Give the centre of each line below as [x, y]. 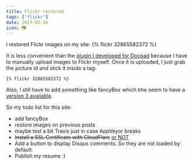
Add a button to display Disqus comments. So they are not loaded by [97, 143]
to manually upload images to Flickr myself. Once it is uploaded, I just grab [96, 62]
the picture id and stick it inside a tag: [51, 68]
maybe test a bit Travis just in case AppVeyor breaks [78, 131]
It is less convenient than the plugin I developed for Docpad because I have [97, 56]
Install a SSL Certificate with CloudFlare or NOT [72, 137]
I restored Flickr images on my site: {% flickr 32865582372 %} [81, 44]
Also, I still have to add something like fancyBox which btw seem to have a [96, 90]
